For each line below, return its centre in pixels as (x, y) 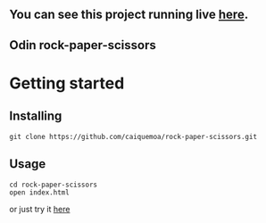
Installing (36, 116)
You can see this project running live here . (129, 15)
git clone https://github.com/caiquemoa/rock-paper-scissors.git (133, 136)
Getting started (67, 83)
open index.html (39, 192)
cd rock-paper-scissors (54, 185)
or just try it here (40, 209)
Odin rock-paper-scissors (83, 45)
